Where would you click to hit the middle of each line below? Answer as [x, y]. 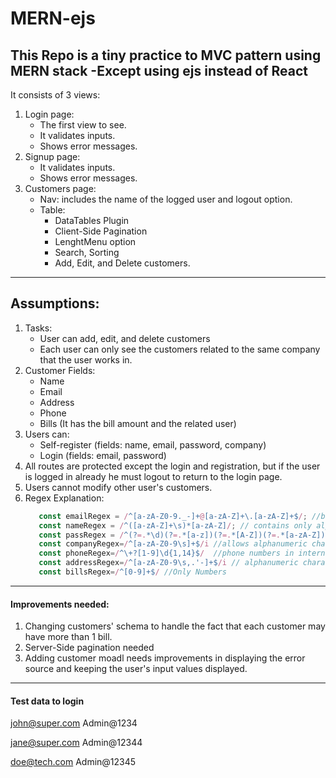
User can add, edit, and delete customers [125, 338]
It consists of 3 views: [55, 95]
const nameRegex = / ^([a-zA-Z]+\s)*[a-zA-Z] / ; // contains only [175, 525]
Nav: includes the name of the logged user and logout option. [166, 199]
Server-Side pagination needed [89, 648]
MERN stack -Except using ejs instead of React [159, 70]
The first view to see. [83, 125]
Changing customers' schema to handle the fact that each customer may [175, 626]
